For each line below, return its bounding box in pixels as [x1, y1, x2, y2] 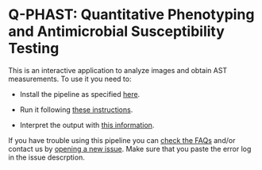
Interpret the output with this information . [19, 120, 155, 129]
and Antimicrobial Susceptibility [8, 22, 225, 41]
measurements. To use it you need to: [8, 74, 132, 83]
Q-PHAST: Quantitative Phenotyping [8, 6, 255, 24]
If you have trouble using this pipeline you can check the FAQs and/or [8, 135, 236, 145]
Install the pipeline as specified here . [19, 89, 141, 99]
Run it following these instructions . [19, 105, 133, 114]
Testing [8, 40, 60, 57]
